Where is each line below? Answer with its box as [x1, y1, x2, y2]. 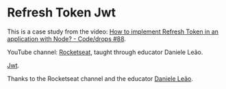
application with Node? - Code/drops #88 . [7, 34, 127, 42]
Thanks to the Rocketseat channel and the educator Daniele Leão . [7, 74, 194, 83]
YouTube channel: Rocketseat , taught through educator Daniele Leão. [7, 48, 203, 56]
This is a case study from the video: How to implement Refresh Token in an [7, 27, 219, 36]
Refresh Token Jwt [7, 5, 116, 21]
